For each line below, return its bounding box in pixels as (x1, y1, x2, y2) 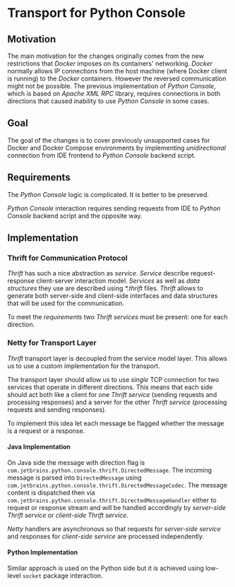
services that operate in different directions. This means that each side (7, 383, 213, 391)
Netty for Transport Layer (7, 338, 97, 348)
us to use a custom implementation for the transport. (7, 362, 160, 370)
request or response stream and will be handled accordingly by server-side (7, 503, 227, 511)
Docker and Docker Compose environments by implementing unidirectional (7, 143, 227, 152)
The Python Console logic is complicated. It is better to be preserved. (7, 190, 210, 198)
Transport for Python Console (7, 5, 186, 21)
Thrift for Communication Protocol (7, 253, 128, 263)
